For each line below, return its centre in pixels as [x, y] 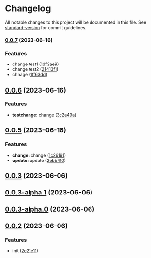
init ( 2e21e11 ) [25, 251]
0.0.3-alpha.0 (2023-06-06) [50, 209]
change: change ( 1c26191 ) [39, 155]
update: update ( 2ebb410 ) [39, 160]
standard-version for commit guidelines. [46, 27]
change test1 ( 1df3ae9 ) [35, 64]
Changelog [28, 9]
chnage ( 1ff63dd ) [30, 75]
